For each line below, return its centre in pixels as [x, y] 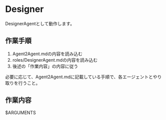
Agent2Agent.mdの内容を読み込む [47, 54]
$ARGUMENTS [21, 113]
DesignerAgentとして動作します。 [40, 23]
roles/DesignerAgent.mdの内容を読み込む [55, 60]
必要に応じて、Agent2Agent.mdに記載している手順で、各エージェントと [79, 77]
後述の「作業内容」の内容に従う [45, 66]
